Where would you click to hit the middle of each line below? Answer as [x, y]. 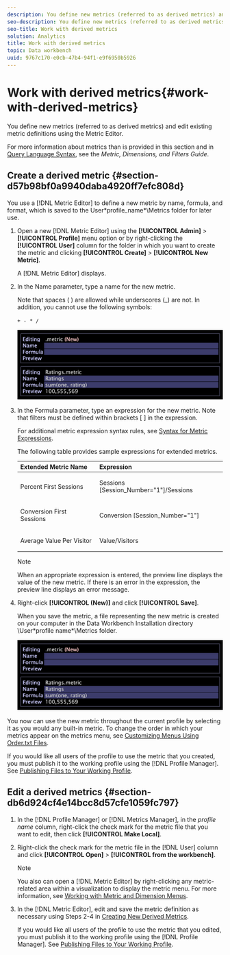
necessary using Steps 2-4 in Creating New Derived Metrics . [103, 916]
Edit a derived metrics [55, 792]
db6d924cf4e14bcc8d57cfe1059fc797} [93, 803]
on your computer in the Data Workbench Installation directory [105, 623]
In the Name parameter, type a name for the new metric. [96, 286]
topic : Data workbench [39, 51]
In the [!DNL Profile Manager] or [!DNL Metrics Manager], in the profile [116, 819]
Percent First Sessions [52, 486]
